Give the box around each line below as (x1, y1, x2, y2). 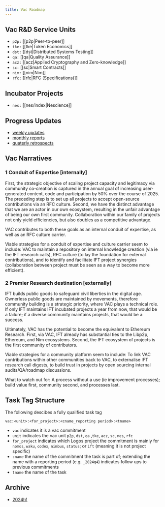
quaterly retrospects (12, 140, 54, 146)
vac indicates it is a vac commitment (12, 427, 86, 433)
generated (5, 190, 26, 197)
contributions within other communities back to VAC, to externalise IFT (5, 357, 149, 363)
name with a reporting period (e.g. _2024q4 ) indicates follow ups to (12, 458, 147, 465)
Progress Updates (5, 117, 62, 125)
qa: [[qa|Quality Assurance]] (12, 54, 70, 60)
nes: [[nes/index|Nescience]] (12, 102, 72, 108)
